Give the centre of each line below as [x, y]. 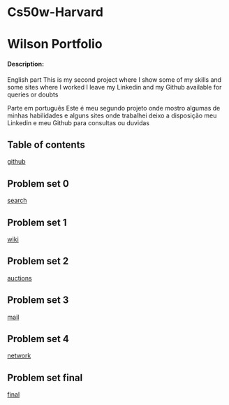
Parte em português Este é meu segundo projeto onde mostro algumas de [114, 108]
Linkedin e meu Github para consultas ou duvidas [79, 122]
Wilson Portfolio [55, 44]
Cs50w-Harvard [55, 12]
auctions [20, 278]
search [17, 201]
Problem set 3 [38, 300]
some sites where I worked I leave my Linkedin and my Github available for [114, 87]
